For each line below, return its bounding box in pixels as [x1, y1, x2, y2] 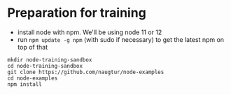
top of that [17, 43, 48, 51]
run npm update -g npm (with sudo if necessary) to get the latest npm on [17, 35, 225, 43]
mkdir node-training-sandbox [7, 56, 92, 64]
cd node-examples [7, 75, 58, 82]
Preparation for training [7, 5, 147, 21]
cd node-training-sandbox [7, 62, 83, 69]
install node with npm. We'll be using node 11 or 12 [17, 28, 162, 36]
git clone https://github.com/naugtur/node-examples [7, 68, 164, 75]
